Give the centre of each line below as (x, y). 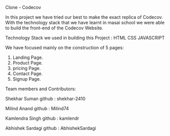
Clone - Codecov (23, 7)
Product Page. (28, 63)
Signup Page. (27, 79)
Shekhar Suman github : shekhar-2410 (45, 99)
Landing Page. (28, 57)
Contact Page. (28, 74)
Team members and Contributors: (41, 89)
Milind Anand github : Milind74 (37, 108)
